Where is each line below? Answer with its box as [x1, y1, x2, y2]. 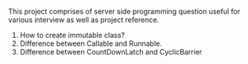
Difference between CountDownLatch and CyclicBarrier [19, 47, 203, 56]
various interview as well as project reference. [8, 15, 160, 24]
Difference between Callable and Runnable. [19, 39, 162, 48]
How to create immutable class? [19, 31, 126, 40]
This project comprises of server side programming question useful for [8, 7, 241, 16]
